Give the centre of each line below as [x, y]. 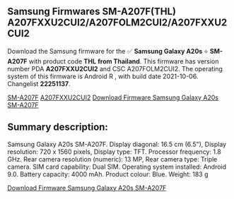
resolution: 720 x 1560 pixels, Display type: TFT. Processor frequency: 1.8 [114, 152]
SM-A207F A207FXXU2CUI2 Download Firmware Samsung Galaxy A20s [113, 97]
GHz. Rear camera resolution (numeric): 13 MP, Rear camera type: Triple [112, 159]
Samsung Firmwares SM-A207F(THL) [92, 12]
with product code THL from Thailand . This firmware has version [124, 61]
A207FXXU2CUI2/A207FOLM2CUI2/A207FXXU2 [117, 23]
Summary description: [58, 127]
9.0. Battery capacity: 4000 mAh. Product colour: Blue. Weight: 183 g [108, 174]
